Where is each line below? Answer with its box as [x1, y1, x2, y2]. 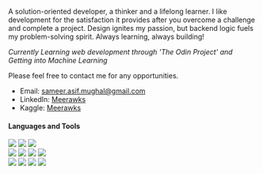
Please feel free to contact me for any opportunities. [8, 71, 179, 80]
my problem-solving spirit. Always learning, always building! [8, 32, 204, 41]
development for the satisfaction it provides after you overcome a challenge [8, 15, 256, 25]
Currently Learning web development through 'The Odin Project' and [8, 47, 233, 56]
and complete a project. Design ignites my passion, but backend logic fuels [8, 24, 253, 32]
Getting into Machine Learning [8, 55, 109, 65]
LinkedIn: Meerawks [19, 95, 86, 104]
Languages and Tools [8, 121, 81, 130]
